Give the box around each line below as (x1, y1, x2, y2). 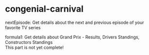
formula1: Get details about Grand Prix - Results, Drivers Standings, (5, 34, 140, 40)
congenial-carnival (5, 3, 84, 15)
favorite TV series (5, 24, 41, 30)
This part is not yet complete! (5, 44, 64, 50)
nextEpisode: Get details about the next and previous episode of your (5, 19, 145, 25)
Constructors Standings (5, 39, 53, 45)
